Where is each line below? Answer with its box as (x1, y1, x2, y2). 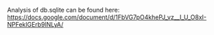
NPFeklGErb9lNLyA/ (7, 21, 64, 28)
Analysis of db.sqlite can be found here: (7, 6, 120, 14)
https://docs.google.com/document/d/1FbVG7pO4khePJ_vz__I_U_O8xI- (7, 13, 207, 21)
